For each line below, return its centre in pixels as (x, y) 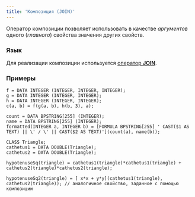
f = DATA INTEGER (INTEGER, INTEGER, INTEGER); (66, 91)
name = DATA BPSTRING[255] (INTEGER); (54, 122)
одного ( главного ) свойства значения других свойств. (75, 35)
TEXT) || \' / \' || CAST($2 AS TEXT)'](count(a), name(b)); (83, 132)
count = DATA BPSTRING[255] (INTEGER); (55, 117)
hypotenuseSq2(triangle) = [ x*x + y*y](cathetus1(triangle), (84, 179)
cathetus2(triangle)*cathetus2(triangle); (59, 168)
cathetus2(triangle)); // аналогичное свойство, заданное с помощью (92, 184)
